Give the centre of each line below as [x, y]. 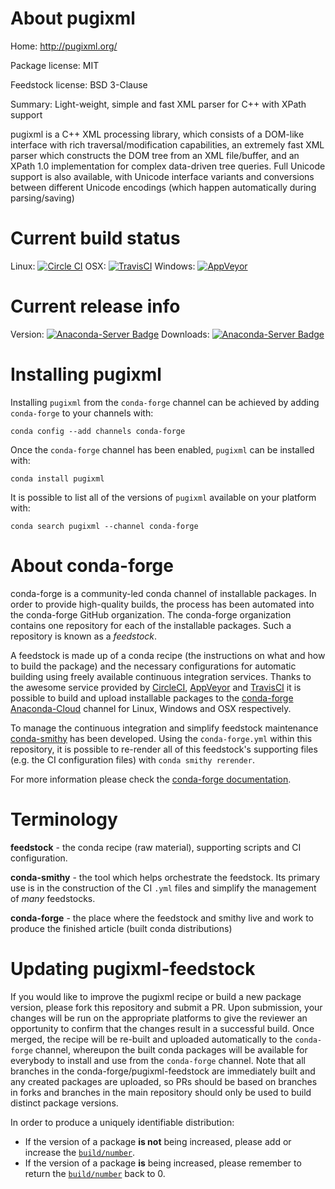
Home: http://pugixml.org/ [64, 46]
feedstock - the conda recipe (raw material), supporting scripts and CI [156, 847]
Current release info [95, 306]
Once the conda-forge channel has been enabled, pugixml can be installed [162, 449]
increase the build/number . [80, 1152]
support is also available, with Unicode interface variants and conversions [162, 176]
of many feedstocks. [53, 898]
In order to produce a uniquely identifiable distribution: [122, 1122]
